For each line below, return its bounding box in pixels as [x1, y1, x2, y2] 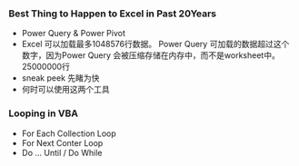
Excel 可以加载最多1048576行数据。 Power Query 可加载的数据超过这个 [21, 39, 290, 50]
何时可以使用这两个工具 [21, 84, 110, 95]
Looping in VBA [8, 107, 79, 120]
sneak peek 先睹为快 [21, 73, 100, 83]
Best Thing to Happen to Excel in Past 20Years [8, 7, 217, 20]
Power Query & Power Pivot [21, 28, 126, 39]
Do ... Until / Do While [21, 147, 103, 158]
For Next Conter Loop [21, 137, 104, 148]
